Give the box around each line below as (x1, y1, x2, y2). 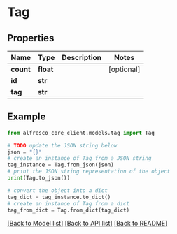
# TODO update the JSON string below (7, 142, 118, 149)
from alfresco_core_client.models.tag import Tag (7, 129, 155, 136)
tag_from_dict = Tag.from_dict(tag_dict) (7, 207, 130, 214)
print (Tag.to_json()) (7, 175, 71, 182)
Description (62, 53, 101, 62)
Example (7, 111, 46, 123)
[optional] (108, 64, 141, 74)
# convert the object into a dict (7, 187, 108, 194)
